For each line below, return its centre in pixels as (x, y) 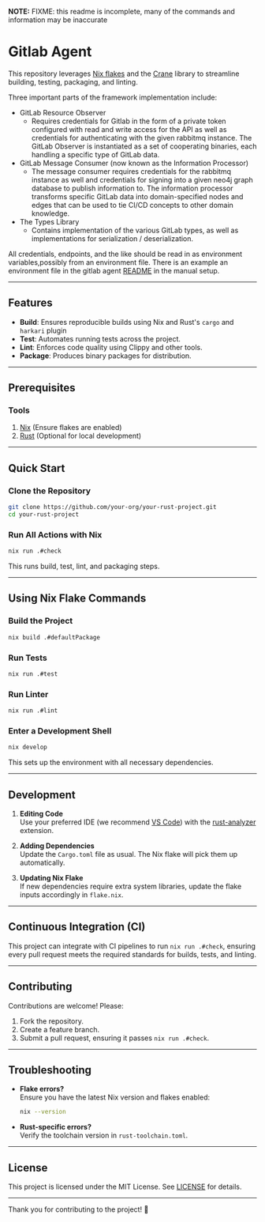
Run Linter (28, 694)
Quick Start (37, 468)
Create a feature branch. (60, 1029)
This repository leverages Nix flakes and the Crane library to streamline (124, 74)
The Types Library (49, 221)
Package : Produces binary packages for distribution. (105, 356)
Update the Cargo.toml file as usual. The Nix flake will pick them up (129, 854)
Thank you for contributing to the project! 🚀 (78, 1209)
